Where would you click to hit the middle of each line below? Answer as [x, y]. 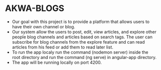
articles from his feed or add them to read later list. [63, 47]
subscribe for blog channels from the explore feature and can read [78, 42]
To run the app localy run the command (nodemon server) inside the [80, 52]
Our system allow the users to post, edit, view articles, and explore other [84, 32]
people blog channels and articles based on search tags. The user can [82, 37]
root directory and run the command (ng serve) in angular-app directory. [84, 57]
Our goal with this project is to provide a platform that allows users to [81, 22]
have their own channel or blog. [44, 26]
